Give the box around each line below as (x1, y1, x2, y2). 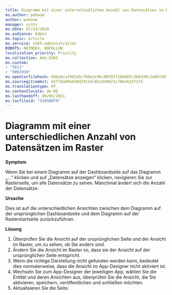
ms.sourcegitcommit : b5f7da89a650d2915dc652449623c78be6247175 (5, 79, 143, 84)
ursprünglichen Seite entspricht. (12, 252, 81, 259)
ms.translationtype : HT (5, 84, 56, 89)
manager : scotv (5, 22, 38, 27)
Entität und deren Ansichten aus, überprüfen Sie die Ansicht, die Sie (12, 274, 156, 280)
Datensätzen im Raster (5, 142, 104, 154)
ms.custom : (5, 60, 29, 65)
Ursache (5, 195, 24, 202)
